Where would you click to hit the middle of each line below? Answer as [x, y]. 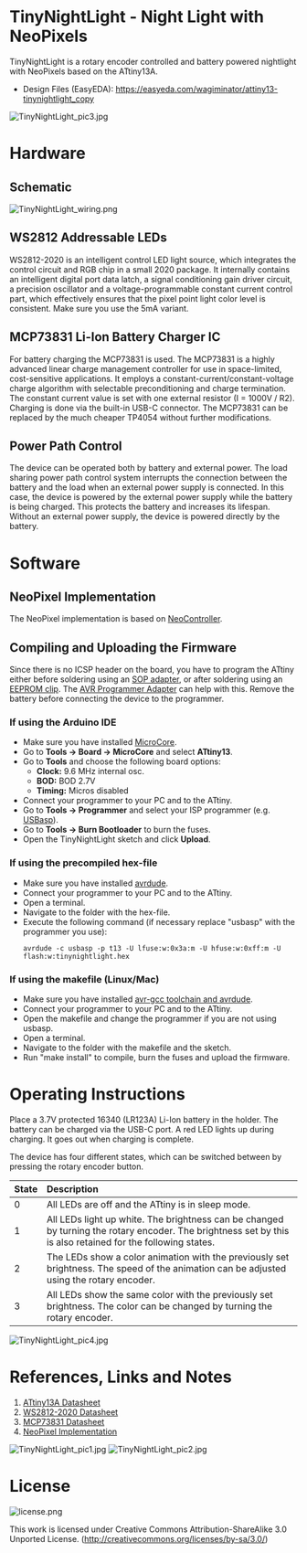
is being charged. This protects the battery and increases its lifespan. [140, 507]
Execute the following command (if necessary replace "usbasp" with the [159, 921]
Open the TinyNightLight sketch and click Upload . [117, 839]
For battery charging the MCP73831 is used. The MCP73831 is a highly [143, 359]
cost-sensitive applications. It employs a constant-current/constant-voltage [152, 378]
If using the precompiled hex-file [84, 863]
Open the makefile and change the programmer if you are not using [149, 1019]
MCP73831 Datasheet [64, 1421]
